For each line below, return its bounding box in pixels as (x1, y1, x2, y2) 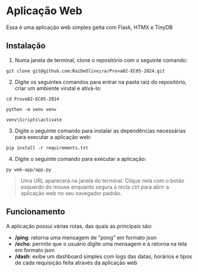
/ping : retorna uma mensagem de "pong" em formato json (14, 234, 157, 241)
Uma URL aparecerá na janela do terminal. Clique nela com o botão (20, 177, 184, 184)
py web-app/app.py (6, 167, 51, 173)
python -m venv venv (6, 106, 57, 112)
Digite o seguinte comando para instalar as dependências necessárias (14, 127, 186, 134)
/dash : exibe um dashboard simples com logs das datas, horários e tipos (14, 252, 192, 260)
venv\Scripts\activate (6, 116, 62, 122)
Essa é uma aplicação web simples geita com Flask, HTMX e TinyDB (6, 24, 173, 31)
